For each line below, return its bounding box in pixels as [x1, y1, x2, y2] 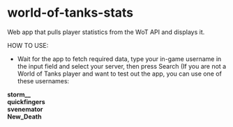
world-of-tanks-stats [7, 5, 134, 21]
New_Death [7, 112, 42, 121]
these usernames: [17, 76, 70, 85]
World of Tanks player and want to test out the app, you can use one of [17, 69, 222, 78]
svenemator [7, 105, 43, 113]
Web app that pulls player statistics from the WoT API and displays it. [7, 28, 205, 36]
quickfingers [7, 97, 45, 105]
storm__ [7, 90, 31, 99]
